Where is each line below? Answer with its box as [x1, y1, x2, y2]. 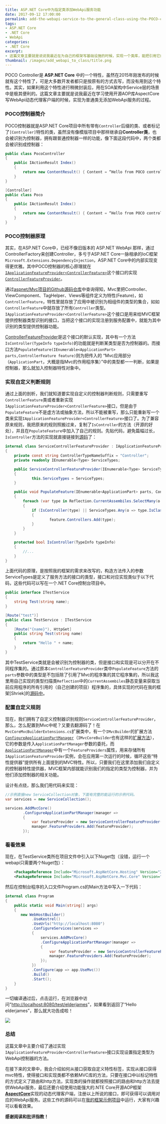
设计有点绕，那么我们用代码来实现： [5, 782, 79, 788]
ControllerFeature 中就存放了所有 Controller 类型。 [5, 305, 109, 311]
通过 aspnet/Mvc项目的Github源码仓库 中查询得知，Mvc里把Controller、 [5, 286, 150, 292]
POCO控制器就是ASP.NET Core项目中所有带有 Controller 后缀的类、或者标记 [5, 122, 161, 129]
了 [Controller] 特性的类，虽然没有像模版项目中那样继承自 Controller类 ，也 [5, 129, 157, 135]
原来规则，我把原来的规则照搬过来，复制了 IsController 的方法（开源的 [5, 422, 149, 428]
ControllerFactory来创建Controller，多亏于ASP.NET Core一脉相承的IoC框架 [5, 251, 158, 257]
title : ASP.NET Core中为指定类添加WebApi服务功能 [5, 7, 101, 12]
